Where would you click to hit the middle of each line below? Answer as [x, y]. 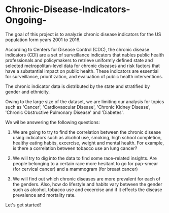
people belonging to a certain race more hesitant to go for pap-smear [85, 163]
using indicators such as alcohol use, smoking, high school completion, [87, 137]
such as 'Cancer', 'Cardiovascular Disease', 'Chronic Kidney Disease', [78, 107]
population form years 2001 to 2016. [43, 40]
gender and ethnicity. [27, 92]
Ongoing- [26, 20]
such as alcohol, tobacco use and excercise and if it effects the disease [87, 190]
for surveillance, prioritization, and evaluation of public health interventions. [84, 76]
